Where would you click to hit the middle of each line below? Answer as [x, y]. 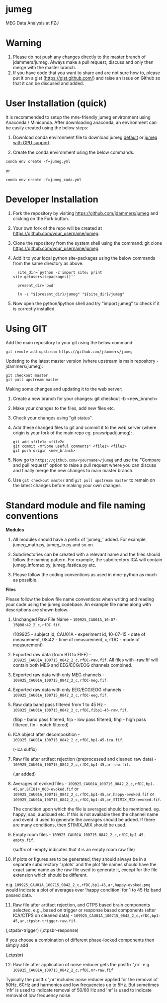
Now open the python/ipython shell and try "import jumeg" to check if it [86, 303]
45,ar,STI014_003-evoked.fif [43, 789]
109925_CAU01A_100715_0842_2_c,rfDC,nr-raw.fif [63, 970]
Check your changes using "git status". [53, 418]
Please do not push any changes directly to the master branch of [79, 57]
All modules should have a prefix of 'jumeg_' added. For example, [80, 539]
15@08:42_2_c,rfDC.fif [36, 625]
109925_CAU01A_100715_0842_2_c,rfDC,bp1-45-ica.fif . [68, 739]
